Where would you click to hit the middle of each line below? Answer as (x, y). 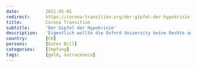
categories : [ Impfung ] (38, 50)
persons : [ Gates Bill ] (42, 44)
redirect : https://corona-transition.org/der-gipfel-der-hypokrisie (98, 17)
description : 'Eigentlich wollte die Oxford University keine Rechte (95, 33)
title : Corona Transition (48, 22)
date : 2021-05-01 (39, 11)
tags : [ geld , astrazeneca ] (51, 55)
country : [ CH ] (31, 38)
